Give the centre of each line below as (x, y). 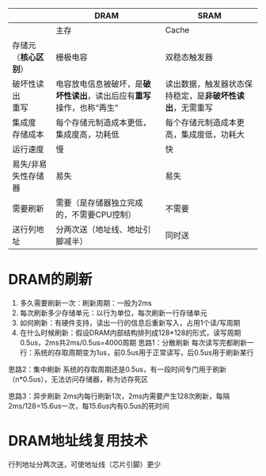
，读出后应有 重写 (119, 96)
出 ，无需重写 (189, 108)
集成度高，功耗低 (87, 134)
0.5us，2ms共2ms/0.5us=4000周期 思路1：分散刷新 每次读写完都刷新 (133, 342)
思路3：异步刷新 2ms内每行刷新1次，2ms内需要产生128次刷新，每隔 (119, 396)
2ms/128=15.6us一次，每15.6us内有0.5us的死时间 (89, 406)
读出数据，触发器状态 (205, 84)
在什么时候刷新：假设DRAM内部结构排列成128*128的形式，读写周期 (130, 333)
